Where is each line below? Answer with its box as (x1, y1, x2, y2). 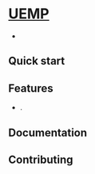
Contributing (8, 152, 73, 166)
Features (8, 81, 53, 95)
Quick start (8, 54, 65, 68)
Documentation (8, 125, 88, 140)
